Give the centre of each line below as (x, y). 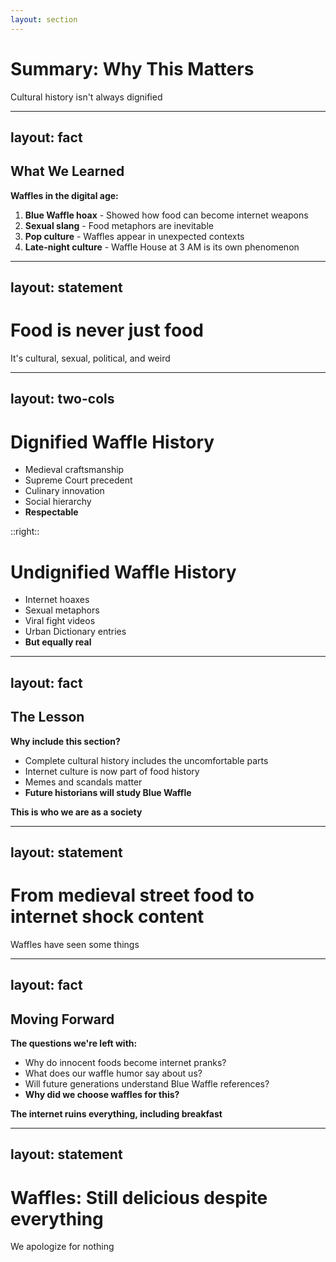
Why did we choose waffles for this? (102, 1095)
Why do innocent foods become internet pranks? (125, 1063)
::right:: (25, 532)
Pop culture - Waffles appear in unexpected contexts (134, 236)
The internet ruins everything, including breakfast (116, 1114)
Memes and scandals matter (83, 782)
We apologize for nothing (62, 1247)
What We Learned (67, 171)
